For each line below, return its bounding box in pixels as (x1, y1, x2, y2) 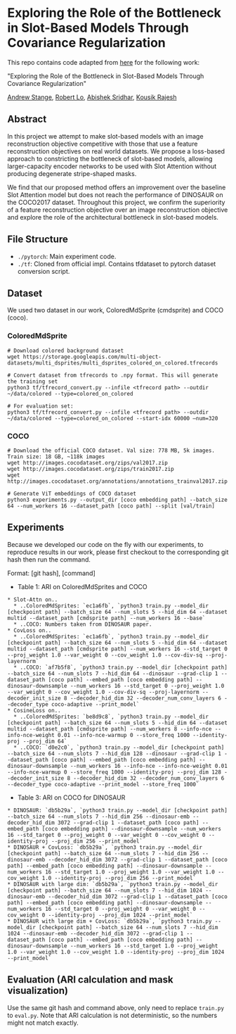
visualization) (7, 985, 69, 997)
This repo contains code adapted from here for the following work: (7, 58, 200, 66)
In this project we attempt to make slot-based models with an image (7, 132, 204, 140)
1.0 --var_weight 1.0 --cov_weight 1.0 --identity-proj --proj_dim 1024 (7, 948, 225, 955)
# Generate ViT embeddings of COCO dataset (7, 490, 137, 497)
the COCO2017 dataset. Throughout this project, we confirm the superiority (7, 198, 225, 206)
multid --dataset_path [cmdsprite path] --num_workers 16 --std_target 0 (7, 645, 228, 652)
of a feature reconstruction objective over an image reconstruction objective (7, 206, 228, 214)
